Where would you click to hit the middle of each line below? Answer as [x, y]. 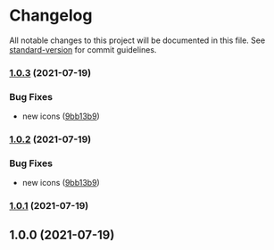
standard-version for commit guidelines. [83, 49]
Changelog [51, 16]
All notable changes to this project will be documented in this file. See [137, 40]
